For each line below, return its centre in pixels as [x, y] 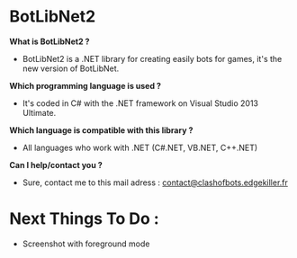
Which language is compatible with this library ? [101, 130]
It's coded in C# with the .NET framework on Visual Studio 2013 [140, 103]
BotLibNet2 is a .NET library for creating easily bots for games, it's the [152, 58]
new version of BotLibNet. [71, 68]
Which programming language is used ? [85, 85]
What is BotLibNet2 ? [49, 41]
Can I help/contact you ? [56, 165]
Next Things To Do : [84, 219]
